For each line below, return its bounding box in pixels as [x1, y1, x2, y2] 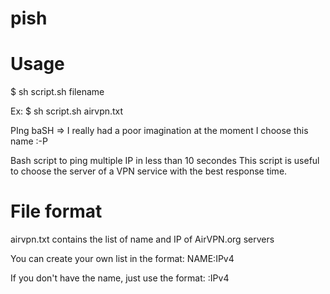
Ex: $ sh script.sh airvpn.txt [10, 105, 124, 117]
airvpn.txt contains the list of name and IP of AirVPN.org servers [10, 233, 275, 246]
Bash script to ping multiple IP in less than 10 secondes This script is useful [10, 155, 320, 167]
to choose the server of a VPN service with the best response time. [10, 165, 288, 177]
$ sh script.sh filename [10, 86, 105, 98]
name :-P [10, 135, 48, 147]
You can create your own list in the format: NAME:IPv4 [10, 253, 235, 265]
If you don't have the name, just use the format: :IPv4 [10, 272, 230, 284]
